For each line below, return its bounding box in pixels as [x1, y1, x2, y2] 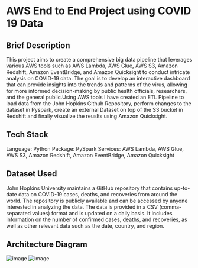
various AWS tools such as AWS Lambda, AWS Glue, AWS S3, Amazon [6, 62, 178, 69]
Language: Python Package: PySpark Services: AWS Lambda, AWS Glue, [6, 145, 184, 152]
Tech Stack [6, 130, 48, 140]
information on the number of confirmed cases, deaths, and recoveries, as [6, 216, 187, 223]
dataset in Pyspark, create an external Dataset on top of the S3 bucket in [6, 106, 183, 113]
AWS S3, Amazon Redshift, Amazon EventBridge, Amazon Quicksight [6, 151, 175, 159]
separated [6, 209, 31, 217]
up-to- [174, 185, 190, 192]
